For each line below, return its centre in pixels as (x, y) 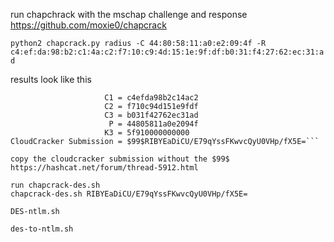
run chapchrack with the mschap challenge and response (129, 14)
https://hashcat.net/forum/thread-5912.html (104, 168)
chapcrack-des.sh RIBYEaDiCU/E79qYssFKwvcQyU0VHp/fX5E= (129, 194)
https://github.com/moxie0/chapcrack (88, 25)
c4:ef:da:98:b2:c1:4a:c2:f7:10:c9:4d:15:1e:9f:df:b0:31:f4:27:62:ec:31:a (167, 52)
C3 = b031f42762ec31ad (151, 115)
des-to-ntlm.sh (42, 229)
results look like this (51, 79)
